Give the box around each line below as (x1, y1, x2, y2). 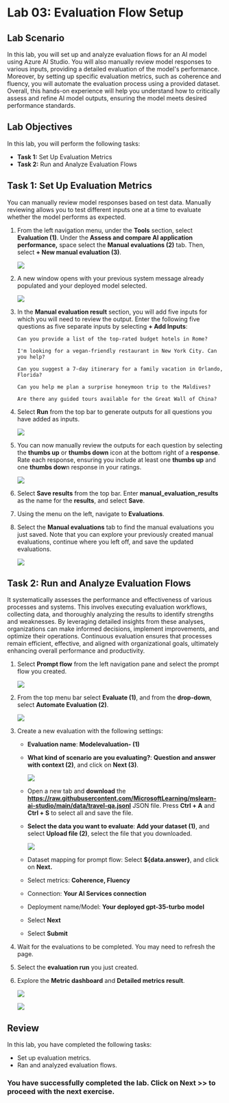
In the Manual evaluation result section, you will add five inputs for (16, 307, 208, 316)
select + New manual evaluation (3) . (16, 248, 122, 256)
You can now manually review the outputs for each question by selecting (16, 441, 223, 449)
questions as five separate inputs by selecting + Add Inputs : (16, 322, 188, 330)
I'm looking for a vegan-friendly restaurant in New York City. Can (16, 347, 217, 354)
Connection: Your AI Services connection (27, 890, 147, 898)
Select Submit (27, 929, 69, 938)
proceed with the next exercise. (7, 1087, 115, 1096)
